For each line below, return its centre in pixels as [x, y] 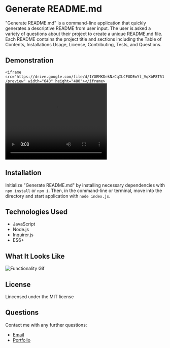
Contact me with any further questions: [46, 325]
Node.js [21, 230]
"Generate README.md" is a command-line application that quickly [76, 23]
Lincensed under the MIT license [40, 297]
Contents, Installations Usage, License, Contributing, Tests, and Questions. [83, 44]
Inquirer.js [23, 235]
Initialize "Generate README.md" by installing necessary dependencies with [85, 185]
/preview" [16, 81]
